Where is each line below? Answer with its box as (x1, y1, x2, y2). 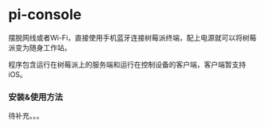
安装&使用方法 (8, 91, 64, 103)
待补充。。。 (8, 111, 44, 121)
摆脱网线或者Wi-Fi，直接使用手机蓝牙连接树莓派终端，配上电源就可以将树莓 (8, 33, 257, 42)
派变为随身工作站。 (8, 42, 72, 52)
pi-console (8, 6, 82, 24)
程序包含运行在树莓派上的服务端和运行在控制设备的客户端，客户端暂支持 (8, 60, 246, 69)
